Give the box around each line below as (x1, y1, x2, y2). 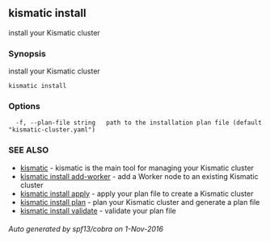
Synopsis (8, 48, 46, 59)
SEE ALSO (8, 144, 49, 156)
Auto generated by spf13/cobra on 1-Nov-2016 (8, 224, 164, 234)
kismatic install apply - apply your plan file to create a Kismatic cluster (19, 189, 254, 198)
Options (8, 101, 40, 112)
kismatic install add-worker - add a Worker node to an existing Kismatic (19, 171, 259, 181)
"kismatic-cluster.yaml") (8, 126, 95, 134)
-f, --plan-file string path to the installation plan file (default (15, 119, 263, 127)
